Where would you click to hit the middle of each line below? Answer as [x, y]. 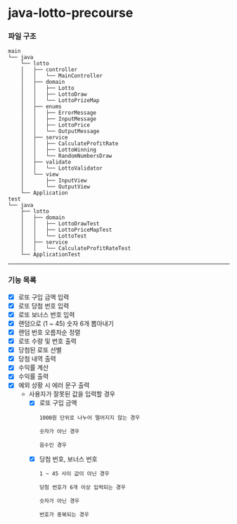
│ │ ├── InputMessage [59, 119]
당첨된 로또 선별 [40, 350]
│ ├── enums [41, 107]
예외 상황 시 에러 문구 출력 [54, 385]
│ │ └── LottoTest [54, 236]
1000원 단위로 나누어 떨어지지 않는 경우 [89, 418]
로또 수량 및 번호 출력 [47, 341]
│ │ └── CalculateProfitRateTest [76, 249]
